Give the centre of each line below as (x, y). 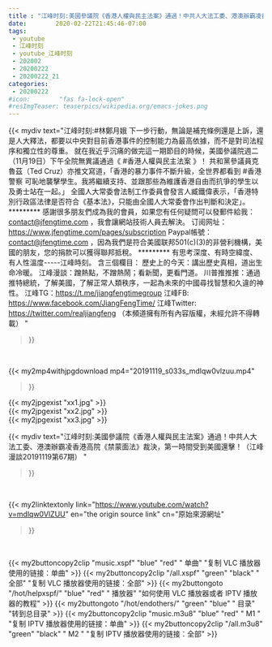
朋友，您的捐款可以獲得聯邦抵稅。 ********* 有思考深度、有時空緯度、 (140, 252)
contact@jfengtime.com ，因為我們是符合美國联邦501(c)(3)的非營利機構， (132, 242)
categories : (28, 84)
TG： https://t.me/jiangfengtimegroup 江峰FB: (114, 293)
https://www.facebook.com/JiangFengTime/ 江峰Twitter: (102, 303)
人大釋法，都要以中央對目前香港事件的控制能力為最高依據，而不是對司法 (136, 141)
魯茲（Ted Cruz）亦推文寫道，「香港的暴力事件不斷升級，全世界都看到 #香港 (135, 171)
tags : (17, 31)
